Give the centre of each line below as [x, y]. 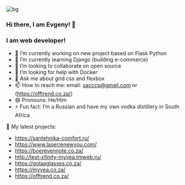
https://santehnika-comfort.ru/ [52, 138]
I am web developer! [36, 40]
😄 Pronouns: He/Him [41, 100]
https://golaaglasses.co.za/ [48, 164]
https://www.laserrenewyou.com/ [55, 145]
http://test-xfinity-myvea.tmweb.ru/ [58, 157]
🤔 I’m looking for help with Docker [56, 72]
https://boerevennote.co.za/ [49, 151]
